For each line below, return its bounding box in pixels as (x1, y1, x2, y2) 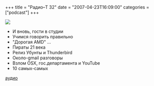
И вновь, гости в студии (12, 28, 64, 34)
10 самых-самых (12, 66, 48, 71)
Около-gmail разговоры (12, 55, 63, 61)
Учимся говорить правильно (12, 34, 74, 39)
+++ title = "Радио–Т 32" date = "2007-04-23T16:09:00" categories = (5, 4, 150, 10)
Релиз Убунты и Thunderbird (12, 50, 73, 55)
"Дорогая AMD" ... (12, 39, 51, 45)
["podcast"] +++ (5, 9, 39, 15)
